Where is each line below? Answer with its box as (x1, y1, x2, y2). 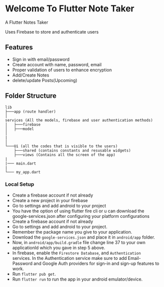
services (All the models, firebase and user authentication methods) (5, 118, 153, 123)
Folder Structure (5, 92, 57, 100)
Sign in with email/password (12, 56, 70, 62)
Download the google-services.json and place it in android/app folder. (12, 234, 155, 240)
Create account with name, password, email (12, 61, 102, 67)
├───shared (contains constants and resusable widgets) (14, 148, 131, 153)
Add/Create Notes (12, 72, 49, 78)
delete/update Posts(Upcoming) (12, 77, 78, 83)
